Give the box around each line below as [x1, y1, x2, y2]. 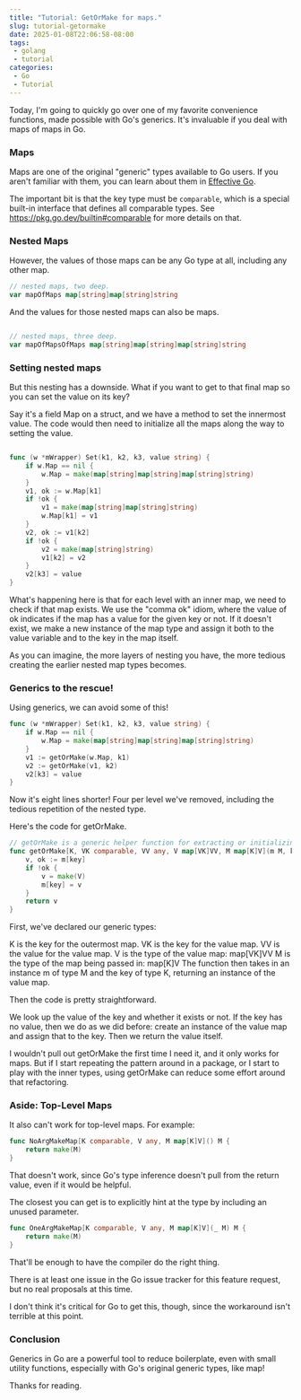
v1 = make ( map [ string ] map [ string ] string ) [41, 503, 199, 512]
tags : [9, 38, 30, 48]
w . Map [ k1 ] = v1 [41, 512, 99, 521]
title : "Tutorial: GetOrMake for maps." [9, 13, 163, 22]
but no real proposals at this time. [9, 1283, 133, 1294]
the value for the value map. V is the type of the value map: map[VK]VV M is [9, 949, 291, 959]
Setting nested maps [9, 361, 101, 373]
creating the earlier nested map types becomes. [9, 660, 187, 670]
